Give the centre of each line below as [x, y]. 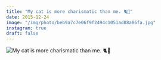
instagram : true [26, 28]
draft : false [22, 34]
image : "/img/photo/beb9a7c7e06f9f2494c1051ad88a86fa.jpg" [81, 22]
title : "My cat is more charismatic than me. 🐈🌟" [69, 11]
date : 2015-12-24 [28, 17]
